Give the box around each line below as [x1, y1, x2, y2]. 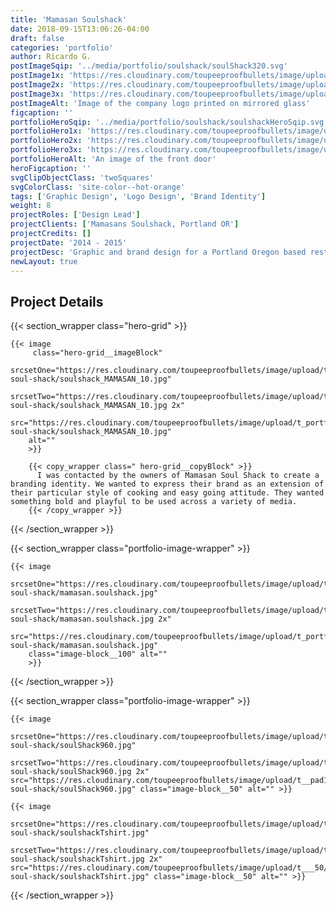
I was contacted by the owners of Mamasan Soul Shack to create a [36, 471, 320, 481]
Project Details [10, 293, 104, 310]
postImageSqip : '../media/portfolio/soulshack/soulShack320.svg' [10, 61, 288, 71]
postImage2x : [10, 80, 65, 90]
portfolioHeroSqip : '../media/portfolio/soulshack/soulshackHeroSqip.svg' [10, 117, 329, 127]
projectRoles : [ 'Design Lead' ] [10, 210, 141, 220]
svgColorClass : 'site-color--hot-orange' [10, 182, 186, 192]
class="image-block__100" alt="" [28, 649, 168, 660]
